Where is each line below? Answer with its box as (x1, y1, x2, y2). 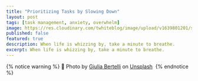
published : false (6, 31, 49, 36)
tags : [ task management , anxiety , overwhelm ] (6, 19, 120, 25)
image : (6, 25, 22, 31)
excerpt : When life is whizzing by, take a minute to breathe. (6, 47, 165, 53)
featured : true (6, 36, 44, 42)
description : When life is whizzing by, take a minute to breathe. (6, 42, 176, 48)
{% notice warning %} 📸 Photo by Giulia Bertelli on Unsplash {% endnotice (6, 63, 189, 70)
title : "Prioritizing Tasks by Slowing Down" (6, 8, 120, 15)
